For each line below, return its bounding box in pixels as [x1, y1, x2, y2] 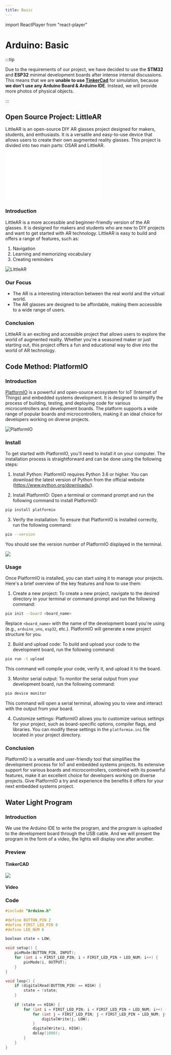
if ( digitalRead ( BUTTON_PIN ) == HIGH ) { [14, 983, 101, 989]
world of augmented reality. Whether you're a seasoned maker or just [5, 337, 151, 343]
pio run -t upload [5, 657, 44, 662]
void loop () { [5, 978, 36, 983]
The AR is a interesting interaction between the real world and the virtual [12, 290, 165, 296]
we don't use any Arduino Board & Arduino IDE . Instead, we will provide [5, 82, 157, 88]
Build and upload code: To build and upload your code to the [12, 641, 140, 647]
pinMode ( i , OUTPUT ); [23, 959, 67, 965]
